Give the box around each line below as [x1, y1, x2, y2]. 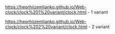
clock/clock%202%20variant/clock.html [5, 24, 88, 30]
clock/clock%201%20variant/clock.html [5, 9, 87, 15]
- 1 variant [87, 9, 108, 15]
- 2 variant [88, 24, 110, 30]
